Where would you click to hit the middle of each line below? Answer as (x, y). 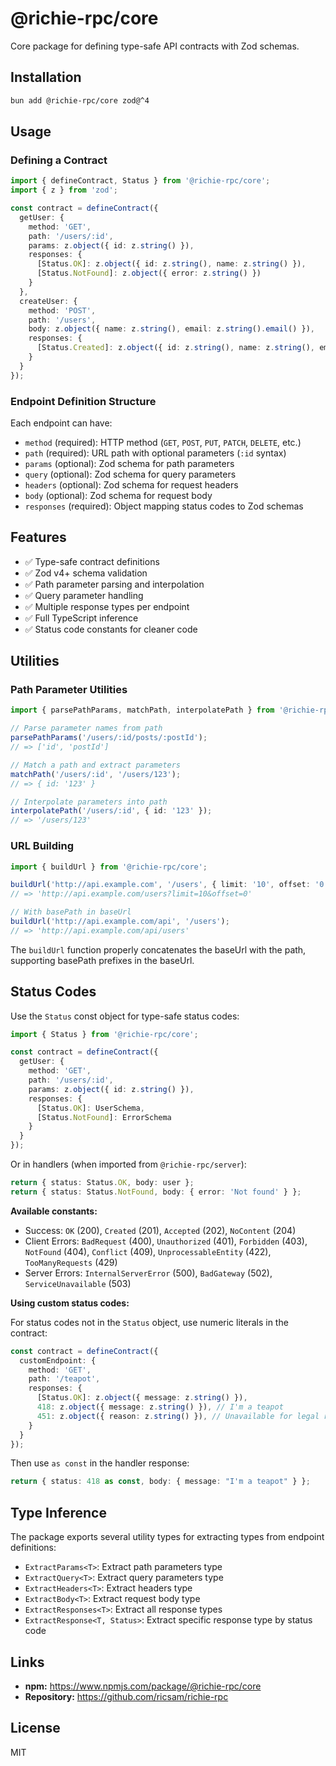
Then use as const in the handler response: (100, 1463)
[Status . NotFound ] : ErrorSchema (104, 1117)
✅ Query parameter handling (84, 595)
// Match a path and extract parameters (96, 765)
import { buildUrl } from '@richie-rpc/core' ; (109, 867)
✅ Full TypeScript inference (81, 618)
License (35, 1728)
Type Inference (58, 1512)
